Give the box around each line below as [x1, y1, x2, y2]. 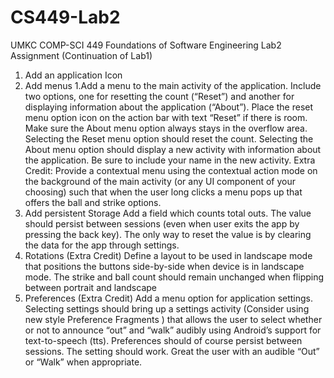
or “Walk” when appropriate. [24, 356, 143, 368]
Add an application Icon [24, 69, 123, 81]
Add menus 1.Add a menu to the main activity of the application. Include [24, 79, 322, 91]
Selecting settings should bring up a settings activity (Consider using [24, 302, 310, 315]
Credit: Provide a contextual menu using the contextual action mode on [24, 164, 318, 176]
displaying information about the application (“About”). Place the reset [24, 101, 314, 113]
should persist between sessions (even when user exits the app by [24, 217, 300, 230]
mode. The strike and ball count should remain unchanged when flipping [24, 271, 325, 283]
